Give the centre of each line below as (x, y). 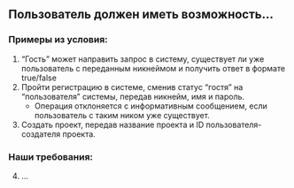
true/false (39, 78)
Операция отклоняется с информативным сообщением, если (151, 106)
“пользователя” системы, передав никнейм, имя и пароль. (133, 96)
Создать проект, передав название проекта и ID (112, 124)
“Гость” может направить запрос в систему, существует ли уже (143, 59)
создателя (41, 134)
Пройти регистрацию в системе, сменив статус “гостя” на (132, 86)
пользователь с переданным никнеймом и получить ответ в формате (153, 68)
